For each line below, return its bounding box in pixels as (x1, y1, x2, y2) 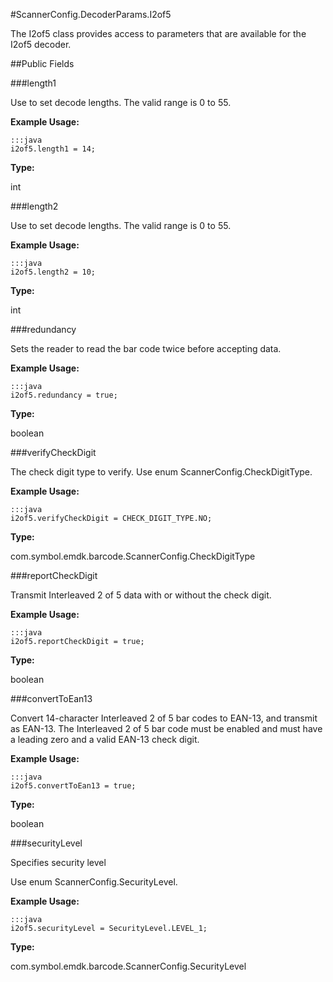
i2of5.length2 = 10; (10, 267, 97, 277)
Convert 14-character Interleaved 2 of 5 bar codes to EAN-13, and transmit (10, 712, 318, 724)
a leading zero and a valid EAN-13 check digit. (10, 734, 200, 745)
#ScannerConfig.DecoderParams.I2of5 (10, 9, 172, 20)
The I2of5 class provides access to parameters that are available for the (10, 28, 307, 39)
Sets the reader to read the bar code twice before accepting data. (10, 343, 282, 354)
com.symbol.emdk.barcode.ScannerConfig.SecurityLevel (10, 960, 247, 972)
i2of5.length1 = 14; (10, 144, 97, 154)
